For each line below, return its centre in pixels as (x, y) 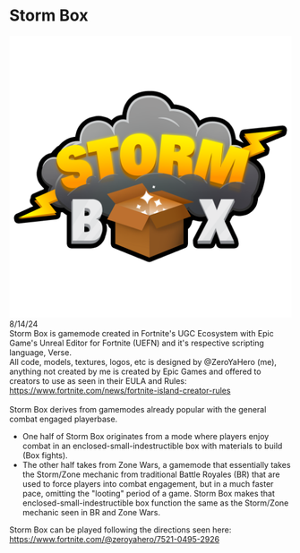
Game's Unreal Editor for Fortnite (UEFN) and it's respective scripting (137, 343)
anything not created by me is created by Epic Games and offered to (135, 371)
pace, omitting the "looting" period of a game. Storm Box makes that (149, 493)
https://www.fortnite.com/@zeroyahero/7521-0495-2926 (115, 539)
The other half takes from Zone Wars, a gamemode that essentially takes (156, 464)
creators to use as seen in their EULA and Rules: (98, 380)
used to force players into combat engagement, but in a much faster (148, 483)
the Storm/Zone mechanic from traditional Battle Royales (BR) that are (151, 474)
